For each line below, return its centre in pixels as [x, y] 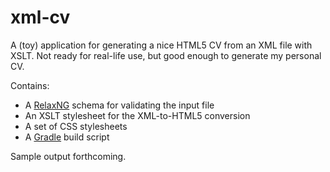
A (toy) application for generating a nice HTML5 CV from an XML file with [161, 45]
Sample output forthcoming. [68, 156]
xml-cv [40, 17]
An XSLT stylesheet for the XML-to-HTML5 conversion [137, 115]
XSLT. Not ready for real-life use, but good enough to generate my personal [166, 55]
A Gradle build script [67, 137]
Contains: [30, 85]
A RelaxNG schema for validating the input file [119, 105]
